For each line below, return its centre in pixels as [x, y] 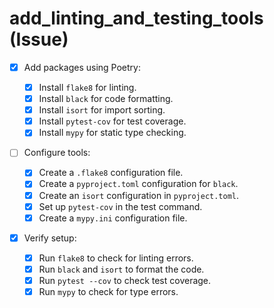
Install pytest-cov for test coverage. [112, 121]
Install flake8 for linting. [87, 87]
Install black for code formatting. [106, 99]
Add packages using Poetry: [82, 67]
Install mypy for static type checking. [112, 133]
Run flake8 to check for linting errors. [116, 258]
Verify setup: [50, 238]
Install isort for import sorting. [102, 110]
